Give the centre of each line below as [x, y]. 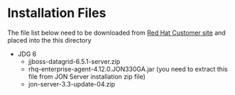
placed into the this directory [49, 40]
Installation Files [57, 13]
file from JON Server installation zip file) [87, 77]
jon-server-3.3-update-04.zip [72, 84]
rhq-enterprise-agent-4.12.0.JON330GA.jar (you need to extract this [128, 69]
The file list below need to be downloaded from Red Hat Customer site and [116, 33]
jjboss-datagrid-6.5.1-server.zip [74, 61]
